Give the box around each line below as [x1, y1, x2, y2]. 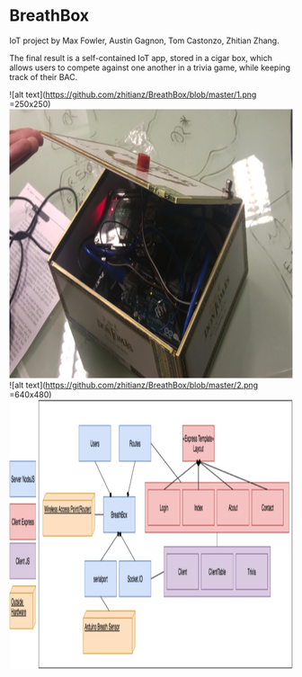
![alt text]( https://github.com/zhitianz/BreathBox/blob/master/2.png [9, 379, 259, 390]
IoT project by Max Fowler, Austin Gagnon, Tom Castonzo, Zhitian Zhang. [9, 35, 280, 46]
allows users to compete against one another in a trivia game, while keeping [9, 62, 290, 73]
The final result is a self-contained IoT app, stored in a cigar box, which [9, 52, 272, 63]
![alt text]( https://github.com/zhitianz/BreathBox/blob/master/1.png [9, 89, 257, 100]
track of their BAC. [9, 71, 78, 82]
